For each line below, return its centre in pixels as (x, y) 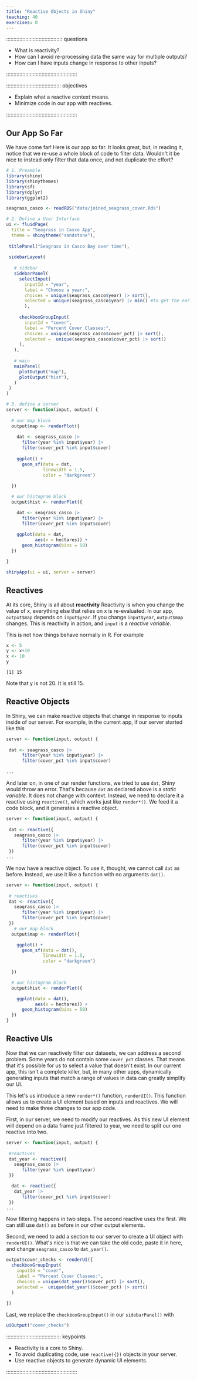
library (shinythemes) (33, 181)
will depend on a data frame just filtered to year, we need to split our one (94, 1125)
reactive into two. (27, 1132)
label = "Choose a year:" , (57, 290)
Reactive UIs (29, 1039)
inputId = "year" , (47, 284)
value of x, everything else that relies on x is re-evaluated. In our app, (90, 610)
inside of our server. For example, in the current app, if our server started (94, 722)
